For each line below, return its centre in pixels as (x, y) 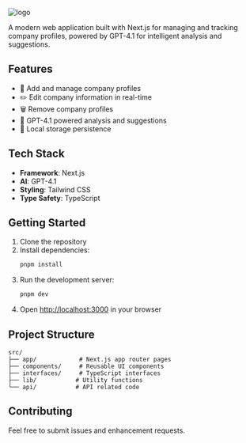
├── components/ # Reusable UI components (86, 366)
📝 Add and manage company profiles (80, 88)
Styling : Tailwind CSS (55, 189)
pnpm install (41, 265)
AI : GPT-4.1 (38, 181)
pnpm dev (34, 294)
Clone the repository (53, 242)
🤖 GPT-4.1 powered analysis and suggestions (93, 120)
